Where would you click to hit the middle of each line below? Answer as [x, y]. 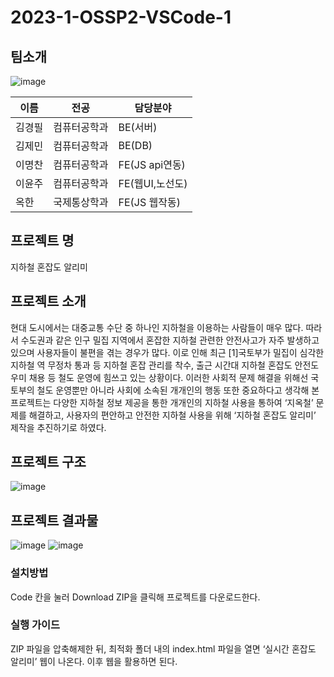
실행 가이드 [35, 625]
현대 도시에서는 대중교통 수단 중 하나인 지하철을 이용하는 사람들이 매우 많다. [157, 327]
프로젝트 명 [42, 241]
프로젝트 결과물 [54, 520]
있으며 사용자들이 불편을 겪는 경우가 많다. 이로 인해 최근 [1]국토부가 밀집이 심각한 [167, 352]
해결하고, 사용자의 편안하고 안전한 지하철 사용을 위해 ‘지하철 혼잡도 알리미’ [172, 415]
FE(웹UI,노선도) [153, 183]
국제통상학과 [81, 202]
